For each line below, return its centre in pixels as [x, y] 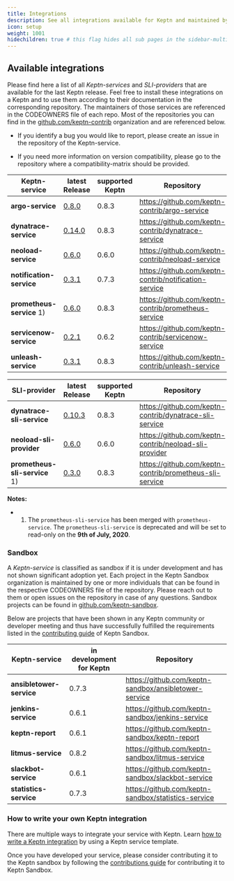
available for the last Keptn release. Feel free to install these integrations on [115, 92]
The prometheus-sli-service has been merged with [101, 519]
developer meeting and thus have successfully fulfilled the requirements [111, 626]
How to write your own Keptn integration [77, 819]
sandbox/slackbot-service [169, 778]
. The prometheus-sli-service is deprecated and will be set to [138, 527]
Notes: [17, 498]
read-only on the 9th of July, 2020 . [79, 534]
